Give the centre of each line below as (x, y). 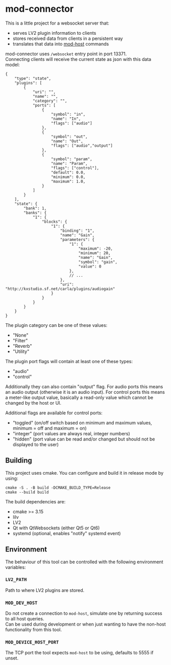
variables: (16, 567)
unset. (12, 658)
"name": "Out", (67, 141)
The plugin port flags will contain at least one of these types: (69, 361)
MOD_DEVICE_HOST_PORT (32, 642)
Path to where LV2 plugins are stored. (45, 590)
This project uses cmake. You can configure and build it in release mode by (84, 473)
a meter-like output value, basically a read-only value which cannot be (79, 397)
